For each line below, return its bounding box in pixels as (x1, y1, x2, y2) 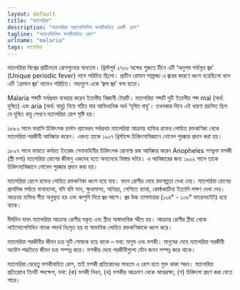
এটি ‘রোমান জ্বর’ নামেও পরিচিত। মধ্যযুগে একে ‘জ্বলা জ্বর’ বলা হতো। (7, 79, 141, 88)
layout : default (7, 10, 56, 18)
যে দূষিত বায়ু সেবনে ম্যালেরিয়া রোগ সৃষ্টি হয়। (7, 110, 96, 118)
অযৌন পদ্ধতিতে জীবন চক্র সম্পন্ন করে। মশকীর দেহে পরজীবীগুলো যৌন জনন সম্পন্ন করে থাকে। (7, 246, 196, 254)
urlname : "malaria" (7, 37, 66, 44)
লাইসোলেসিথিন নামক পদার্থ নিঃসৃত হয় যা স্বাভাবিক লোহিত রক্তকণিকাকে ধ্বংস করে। (7, 223, 173, 231)
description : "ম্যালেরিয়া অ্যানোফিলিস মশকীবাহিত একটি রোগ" (7, 24, 140, 31)
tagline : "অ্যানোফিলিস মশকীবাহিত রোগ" (7, 30, 96, 38)
